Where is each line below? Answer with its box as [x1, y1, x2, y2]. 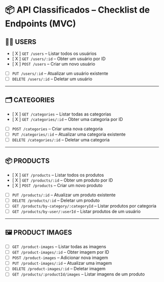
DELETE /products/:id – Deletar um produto [12, 197, 100, 203]
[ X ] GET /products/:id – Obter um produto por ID [12, 177, 113, 183]
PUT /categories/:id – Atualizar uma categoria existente [12, 131, 126, 137]
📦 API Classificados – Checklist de [5, 4, 150, 16]
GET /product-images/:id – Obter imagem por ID [12, 249, 109, 255]
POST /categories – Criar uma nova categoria [12, 126, 103, 132]
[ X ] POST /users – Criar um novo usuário [12, 61, 95, 67]
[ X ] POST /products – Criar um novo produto [12, 182, 103, 188]
